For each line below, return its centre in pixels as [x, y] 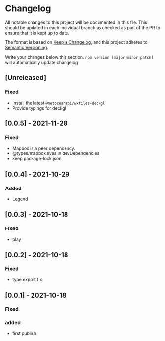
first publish [24, 333]
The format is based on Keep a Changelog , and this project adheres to [76, 42]
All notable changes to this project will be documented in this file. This [76, 22]
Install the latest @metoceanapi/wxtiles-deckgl [59, 103]
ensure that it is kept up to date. [37, 33]
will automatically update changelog [42, 62]
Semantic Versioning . [27, 47]
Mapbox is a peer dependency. [44, 148]
